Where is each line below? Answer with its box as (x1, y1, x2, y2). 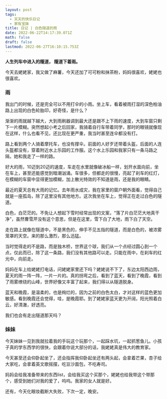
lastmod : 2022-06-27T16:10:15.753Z (5, 44, 79, 49)
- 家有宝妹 (9, 21, 29, 26)
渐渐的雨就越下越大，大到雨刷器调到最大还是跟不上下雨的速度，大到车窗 (5, 118, 153, 124)
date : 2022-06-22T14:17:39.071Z (5, 30, 72, 35)
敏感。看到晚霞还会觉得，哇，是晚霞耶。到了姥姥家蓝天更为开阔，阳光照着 (5, 295, 158, 301)
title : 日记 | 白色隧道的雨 (5, 26, 57, 31)
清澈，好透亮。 (18, 302, 49, 308)
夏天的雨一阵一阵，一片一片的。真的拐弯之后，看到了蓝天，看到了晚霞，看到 (5, 272, 162, 278)
